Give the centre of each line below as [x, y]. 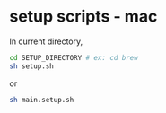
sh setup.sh [31, 66]
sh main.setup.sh [42, 100]
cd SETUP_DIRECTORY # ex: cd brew [74, 57]
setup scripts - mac [83, 17]
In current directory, [46, 41]
